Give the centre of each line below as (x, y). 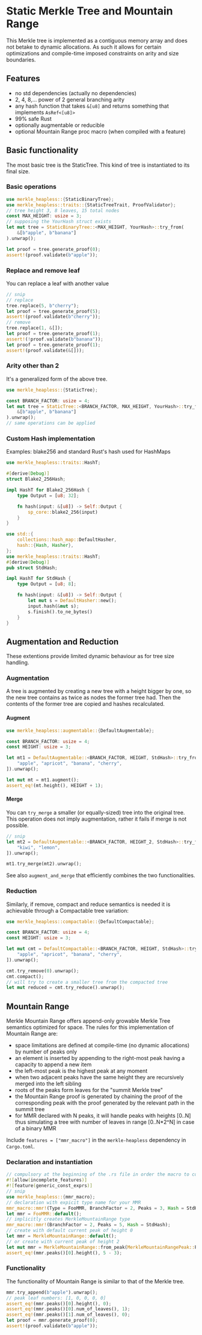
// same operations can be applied (51, 423)
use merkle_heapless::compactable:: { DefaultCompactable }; (80, 922)
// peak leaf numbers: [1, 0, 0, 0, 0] (56, 1298)
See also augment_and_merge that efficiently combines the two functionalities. (101, 875)
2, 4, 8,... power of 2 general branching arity (70, 99)
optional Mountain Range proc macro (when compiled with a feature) (100, 131)
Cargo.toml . (20, 1147)
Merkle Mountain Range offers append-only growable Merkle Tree (88, 1021)
